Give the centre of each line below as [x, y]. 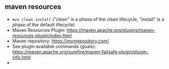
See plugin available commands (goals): [54, 46]
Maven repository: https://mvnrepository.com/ [61, 41]
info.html [21, 57]
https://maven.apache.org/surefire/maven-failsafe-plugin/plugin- [80, 52]
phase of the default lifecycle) [43, 25]
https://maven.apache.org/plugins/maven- [111, 30]
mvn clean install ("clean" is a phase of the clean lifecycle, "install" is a [88, 19]
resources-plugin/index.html [42, 35]
